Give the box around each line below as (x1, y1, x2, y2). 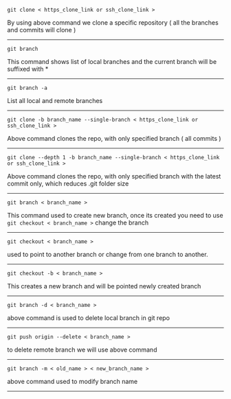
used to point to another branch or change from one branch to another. (7, 251, 208, 258)
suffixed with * (7, 65, 49, 73)
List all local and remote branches (7, 97, 103, 104)
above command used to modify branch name (7, 378, 138, 385)
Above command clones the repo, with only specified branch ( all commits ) (7, 135, 221, 142)
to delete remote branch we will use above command (7, 345, 157, 354)
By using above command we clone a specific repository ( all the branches (7, 19, 219, 27)
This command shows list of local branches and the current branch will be (7, 58, 217, 65)
